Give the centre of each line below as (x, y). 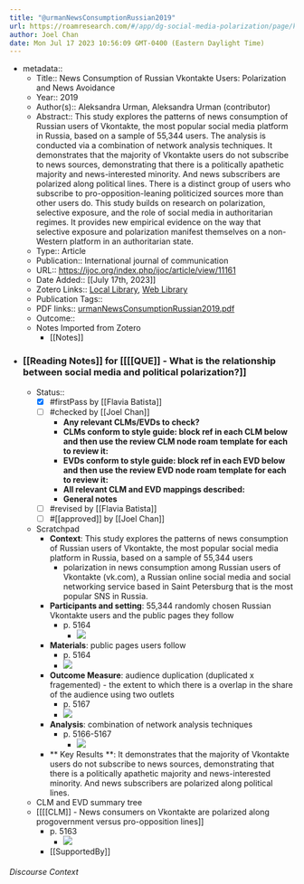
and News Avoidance (76, 88)
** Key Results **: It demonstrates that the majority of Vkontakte (169, 754)
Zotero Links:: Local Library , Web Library (112, 289)
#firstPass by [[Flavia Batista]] (106, 401)
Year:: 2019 (57, 98)
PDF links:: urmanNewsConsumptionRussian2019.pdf (135, 309)
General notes (90, 499)
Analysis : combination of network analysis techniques (151, 724)
